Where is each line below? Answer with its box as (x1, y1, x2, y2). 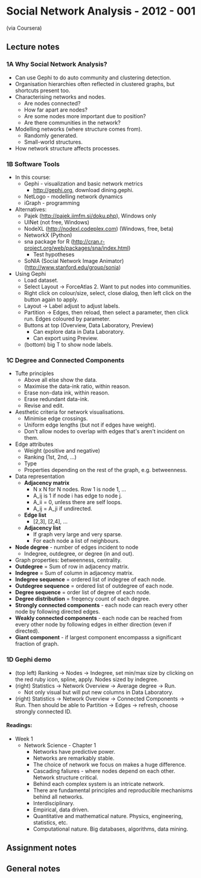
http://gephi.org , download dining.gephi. (33, 186, 134, 193)
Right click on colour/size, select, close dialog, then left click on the (24, 289, 192, 296)
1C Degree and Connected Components (6, 356, 125, 364)
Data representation (14, 473, 65, 480)
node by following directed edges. (14, 608, 101, 616)
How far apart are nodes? (24, 106, 88, 113)
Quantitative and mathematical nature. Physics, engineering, (33, 812, 183, 819)
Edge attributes (14, 441, 54, 448)
